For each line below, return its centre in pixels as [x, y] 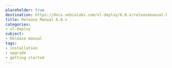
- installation [21, 48]
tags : [11, 43]
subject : [15, 34]
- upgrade [16, 53]
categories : [18, 24]
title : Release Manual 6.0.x [36, 19]
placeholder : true [25, 10]
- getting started [25, 58]
